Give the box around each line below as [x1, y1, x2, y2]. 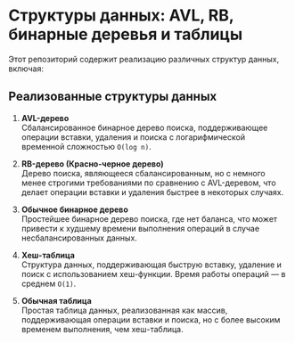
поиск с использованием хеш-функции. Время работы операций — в [20, 268, 286, 279]
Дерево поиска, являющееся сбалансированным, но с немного [20, 167, 266, 178]
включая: [8, 63, 44, 74]
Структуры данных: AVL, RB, [8, 5, 234, 26]
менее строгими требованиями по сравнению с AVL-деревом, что [20, 177, 277, 188]
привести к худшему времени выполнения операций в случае [20, 223, 260, 233]
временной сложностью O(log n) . [20, 141, 152, 151]
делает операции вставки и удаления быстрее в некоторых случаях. [20, 186, 284, 197]
